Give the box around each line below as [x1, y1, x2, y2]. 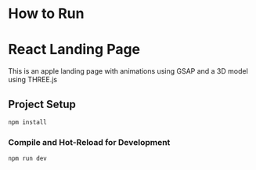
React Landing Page [8, 41, 141, 59]
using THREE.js [8, 75, 57, 85]
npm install [8, 118, 47, 126]
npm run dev [8, 154, 47, 163]
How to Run [8, 5, 85, 23]
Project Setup [8, 97, 77, 110]
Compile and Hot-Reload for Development [8, 136, 171, 147]
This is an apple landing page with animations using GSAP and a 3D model [8, 67, 248, 76]
